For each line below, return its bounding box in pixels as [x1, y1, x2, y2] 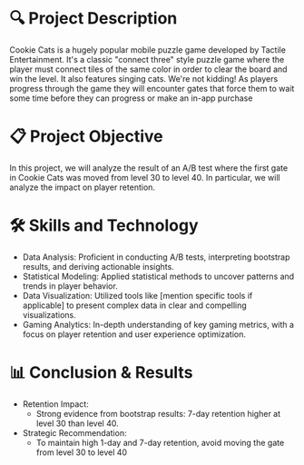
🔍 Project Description [9, 8, 178, 29]
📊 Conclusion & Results [9, 362, 193, 382]
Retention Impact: [22, 398, 89, 410]
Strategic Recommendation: [22, 427, 127, 438]
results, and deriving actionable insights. [22, 261, 174, 272]
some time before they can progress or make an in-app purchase [9, 93, 253, 104]
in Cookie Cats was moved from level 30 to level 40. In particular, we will [9, 172, 280, 183]
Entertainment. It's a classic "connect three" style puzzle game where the [9, 54, 285, 64]
